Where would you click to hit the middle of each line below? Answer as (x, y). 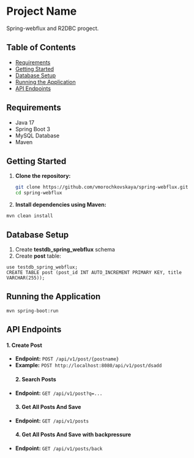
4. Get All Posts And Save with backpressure (73, 435)
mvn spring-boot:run (33, 311)
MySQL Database (37, 135)
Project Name (42, 11)
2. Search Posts (35, 379)
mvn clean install (30, 216)
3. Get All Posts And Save (48, 407)
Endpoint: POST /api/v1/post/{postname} (67, 359)
